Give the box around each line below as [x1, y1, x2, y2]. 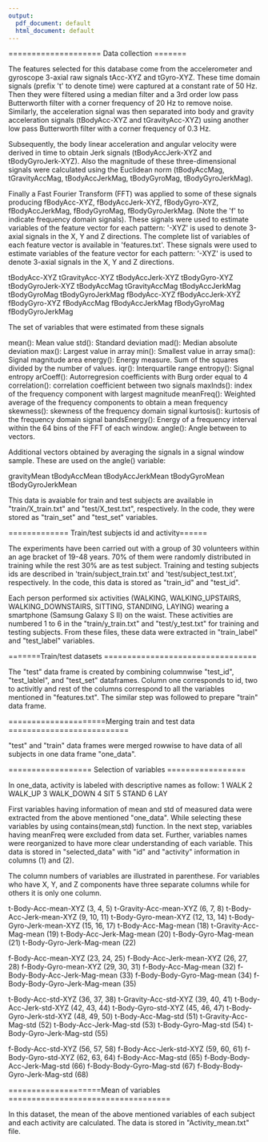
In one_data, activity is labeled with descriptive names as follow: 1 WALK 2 [8, 780, 254, 790]
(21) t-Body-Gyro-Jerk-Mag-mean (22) [8, 938, 137, 948]
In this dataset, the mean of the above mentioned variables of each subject [8, 1109, 255, 1120]
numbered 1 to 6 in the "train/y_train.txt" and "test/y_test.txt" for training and [8, 619, 259, 628]
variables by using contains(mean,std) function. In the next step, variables [8, 822, 253, 831]
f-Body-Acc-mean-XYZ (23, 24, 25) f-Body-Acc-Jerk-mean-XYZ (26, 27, [8, 953, 248, 963]
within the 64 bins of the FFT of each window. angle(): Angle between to [8, 423, 247, 433]
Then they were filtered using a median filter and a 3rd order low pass [8, 90, 238, 100]
